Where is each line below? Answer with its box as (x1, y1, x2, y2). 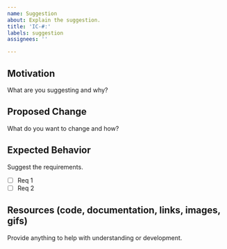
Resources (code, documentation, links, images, (7, 205, 221, 216)
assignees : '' (7, 36, 49, 43)
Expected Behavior (7, 145, 92, 156)
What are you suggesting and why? (7, 86, 109, 94)
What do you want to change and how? (7, 124, 119, 132)
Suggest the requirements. (7, 163, 83, 171)
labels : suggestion (7, 29, 64, 37)
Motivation (7, 67, 56, 80)
